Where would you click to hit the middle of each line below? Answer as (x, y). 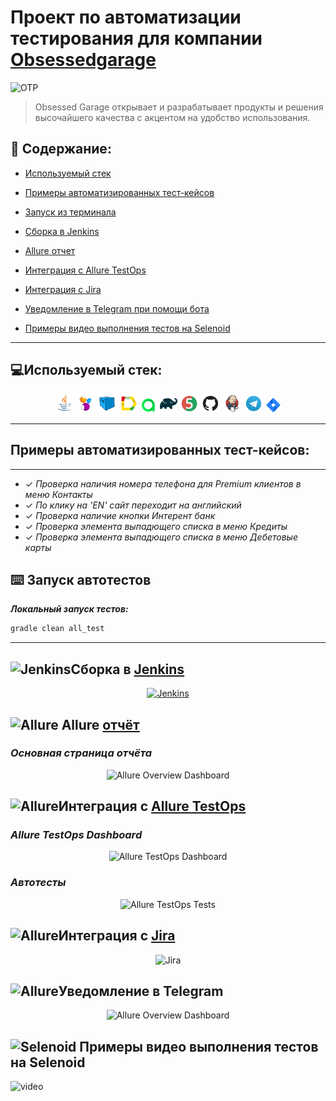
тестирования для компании (136, 38)
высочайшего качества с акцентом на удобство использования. (172, 117)
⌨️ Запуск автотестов (81, 580)
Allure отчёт (100, 724)
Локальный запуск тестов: (69, 609)
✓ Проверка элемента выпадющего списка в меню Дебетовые (161, 537)
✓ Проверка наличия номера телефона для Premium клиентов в (163, 483)
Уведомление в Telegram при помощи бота (117, 308)
